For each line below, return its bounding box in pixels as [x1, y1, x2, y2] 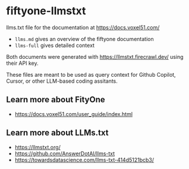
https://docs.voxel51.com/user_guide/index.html [14, 110, 133, 117]
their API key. [6, 60, 39, 67]
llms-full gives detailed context [14, 42, 95, 49]
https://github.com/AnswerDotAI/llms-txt [14, 150, 115, 157]
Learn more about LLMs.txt [6, 128, 109, 138]
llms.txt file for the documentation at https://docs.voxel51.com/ [6, 24, 160, 31]
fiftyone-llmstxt [6, 4, 86, 18]
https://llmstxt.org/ [14, 143, 61, 151]
